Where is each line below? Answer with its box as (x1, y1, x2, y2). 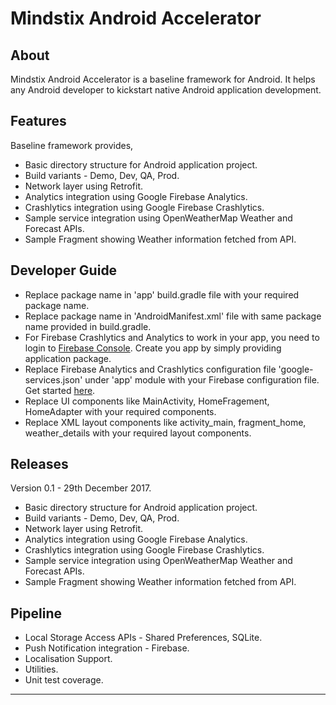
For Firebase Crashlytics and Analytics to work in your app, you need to (24, 331, 320, 343)
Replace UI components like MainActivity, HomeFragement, (24, 395, 270, 407)
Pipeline (10, 605, 63, 622)
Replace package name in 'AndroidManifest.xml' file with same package (24, 310, 322, 322)
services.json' (24, 373, 83, 386)
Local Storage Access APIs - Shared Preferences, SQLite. (24, 632, 263, 644)
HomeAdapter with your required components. (24, 405, 217, 417)
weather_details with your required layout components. (24, 427, 252, 439)
